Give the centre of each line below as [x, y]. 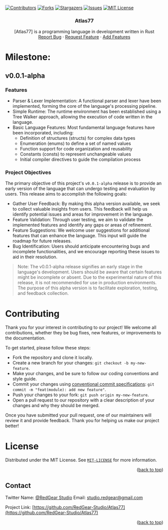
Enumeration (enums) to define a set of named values [75, 143]
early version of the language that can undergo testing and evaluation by [80, 189]
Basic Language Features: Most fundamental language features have [83, 127]
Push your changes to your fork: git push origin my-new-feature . [80, 395]
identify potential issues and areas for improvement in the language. [83, 214]
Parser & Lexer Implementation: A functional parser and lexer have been [87, 101]
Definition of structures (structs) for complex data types [77, 138]
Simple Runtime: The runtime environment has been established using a [87, 112]
